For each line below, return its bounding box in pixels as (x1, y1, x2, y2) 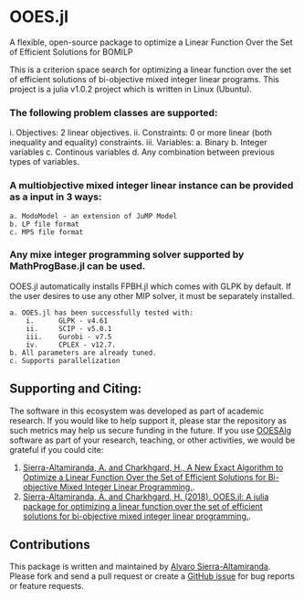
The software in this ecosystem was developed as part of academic (9, 405, 265, 416)
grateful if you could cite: (9, 444, 104, 455)
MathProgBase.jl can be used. (9, 260, 146, 273)
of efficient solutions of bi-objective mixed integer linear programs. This (9, 73, 280, 84)
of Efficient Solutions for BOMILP (9, 46, 133, 57)
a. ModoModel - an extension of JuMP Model (9, 211, 178, 220)
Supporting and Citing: (9, 381, 142, 397)
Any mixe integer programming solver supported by (9, 249, 245, 262)
